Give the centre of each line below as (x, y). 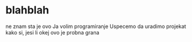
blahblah (27, 10)
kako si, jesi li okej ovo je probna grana (52, 32)
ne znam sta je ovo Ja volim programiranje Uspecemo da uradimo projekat (96, 26)
